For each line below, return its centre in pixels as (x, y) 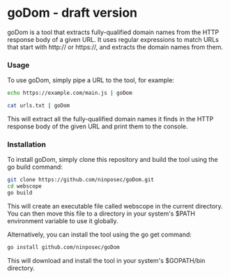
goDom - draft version (72, 13)
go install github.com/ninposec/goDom (63, 247)
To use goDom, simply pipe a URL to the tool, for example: (91, 80)
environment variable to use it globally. (63, 220)
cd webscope (24, 186)
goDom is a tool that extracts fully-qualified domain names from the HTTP (113, 32)
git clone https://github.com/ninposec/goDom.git (81, 180)
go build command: (35, 167)
